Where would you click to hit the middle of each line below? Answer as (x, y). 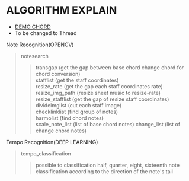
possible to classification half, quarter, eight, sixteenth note (107, 165)
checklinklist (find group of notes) (77, 112)
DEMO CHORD (33, 27)
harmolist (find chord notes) (70, 118)
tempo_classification (46, 153)
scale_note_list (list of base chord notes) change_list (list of (108, 124)
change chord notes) (61, 131)
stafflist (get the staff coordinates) (77, 80)
